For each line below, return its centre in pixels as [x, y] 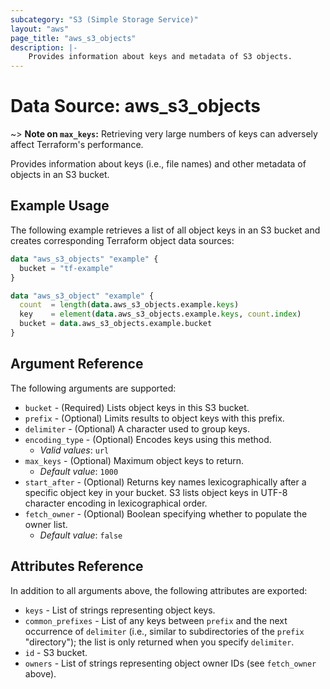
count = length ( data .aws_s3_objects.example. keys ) [129, 305]
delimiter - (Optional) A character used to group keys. [137, 428]
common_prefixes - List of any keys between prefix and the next [156, 620]
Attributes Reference [77, 566]
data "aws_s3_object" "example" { [82, 296]
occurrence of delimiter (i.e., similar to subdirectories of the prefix [164, 631]
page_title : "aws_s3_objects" [73, 38]
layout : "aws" [40, 29]
